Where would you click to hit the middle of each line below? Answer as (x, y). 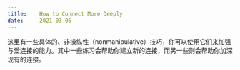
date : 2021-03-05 (40, 21)
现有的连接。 (26, 59)
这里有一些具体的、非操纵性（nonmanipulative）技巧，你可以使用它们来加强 (119, 41)
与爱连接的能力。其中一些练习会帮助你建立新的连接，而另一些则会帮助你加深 (120, 50)
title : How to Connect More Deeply (65, 14)
